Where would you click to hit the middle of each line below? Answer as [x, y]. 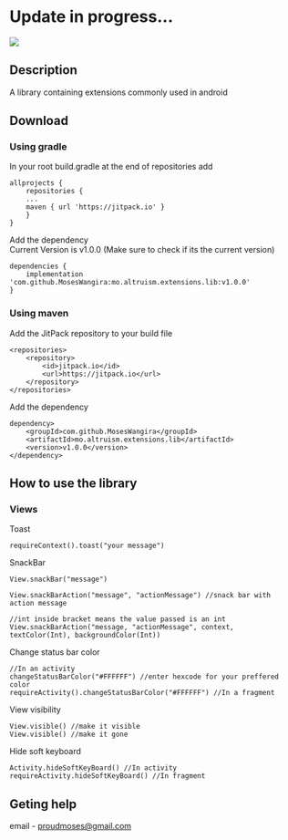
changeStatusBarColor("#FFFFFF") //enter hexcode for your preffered [144, 677]
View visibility [35, 710]
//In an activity [42, 669]
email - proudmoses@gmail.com [71, 826]
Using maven [39, 314]
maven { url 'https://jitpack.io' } [96, 207]
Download [39, 121]
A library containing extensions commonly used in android [118, 92]
